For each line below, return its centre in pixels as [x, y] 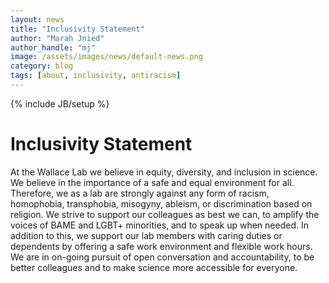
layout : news [37, 19]
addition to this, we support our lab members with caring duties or [146, 235]
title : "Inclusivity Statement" [77, 29]
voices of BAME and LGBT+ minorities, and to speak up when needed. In [159, 225]
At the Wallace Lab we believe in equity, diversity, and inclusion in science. [164, 172]
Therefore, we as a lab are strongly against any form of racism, [140, 193]
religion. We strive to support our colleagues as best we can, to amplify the [165, 214]
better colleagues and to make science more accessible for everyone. [154, 267]
